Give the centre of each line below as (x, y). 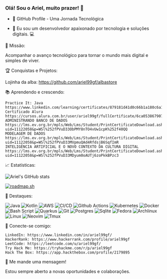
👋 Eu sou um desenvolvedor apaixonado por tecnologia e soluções (81, 28)
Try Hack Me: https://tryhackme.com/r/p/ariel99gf (59, 248)
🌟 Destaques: (19, 196)
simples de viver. (22, 61)
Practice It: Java (24, 103)
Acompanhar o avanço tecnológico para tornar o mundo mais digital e (77, 55)
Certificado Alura (24, 112)
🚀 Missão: (15, 46)
